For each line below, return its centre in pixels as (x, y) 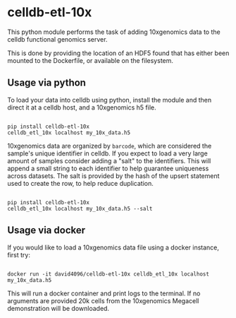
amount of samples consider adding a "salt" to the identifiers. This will (109, 160)
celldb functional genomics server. (57, 39)
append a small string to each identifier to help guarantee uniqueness (108, 168)
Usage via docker (46, 230)
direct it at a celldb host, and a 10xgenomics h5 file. (82, 107)
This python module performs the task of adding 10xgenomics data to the (114, 32)
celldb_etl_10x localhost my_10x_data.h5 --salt (80, 208)
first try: (19, 254)
